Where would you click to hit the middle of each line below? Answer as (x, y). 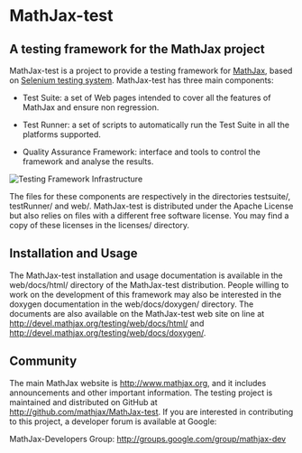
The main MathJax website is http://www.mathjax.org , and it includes (138, 383)
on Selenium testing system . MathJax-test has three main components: (142, 80)
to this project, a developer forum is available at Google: (113, 421)
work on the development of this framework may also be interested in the (146, 294)
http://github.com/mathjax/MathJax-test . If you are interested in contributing (151, 411)
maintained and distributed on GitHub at (83, 402)
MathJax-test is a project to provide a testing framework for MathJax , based (151, 70)
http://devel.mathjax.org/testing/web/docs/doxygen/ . (108, 333)
